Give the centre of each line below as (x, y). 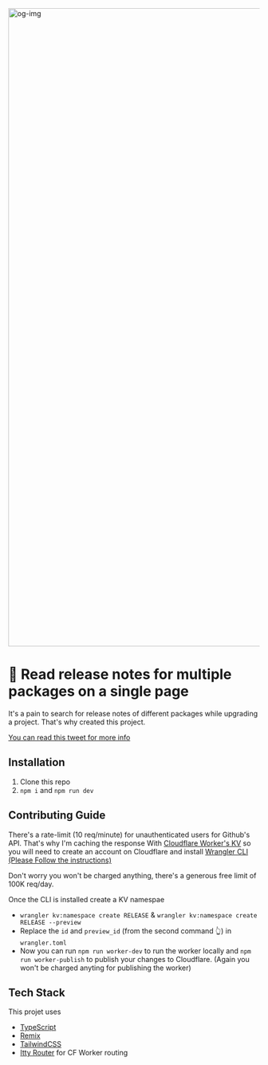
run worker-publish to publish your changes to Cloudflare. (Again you (134, 959)
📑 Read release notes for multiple (120, 674)
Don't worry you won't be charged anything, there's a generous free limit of (132, 875)
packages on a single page (99, 691)
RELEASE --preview (50, 922)
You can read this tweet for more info (69, 737)
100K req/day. (31, 884)
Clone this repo (45, 782)
